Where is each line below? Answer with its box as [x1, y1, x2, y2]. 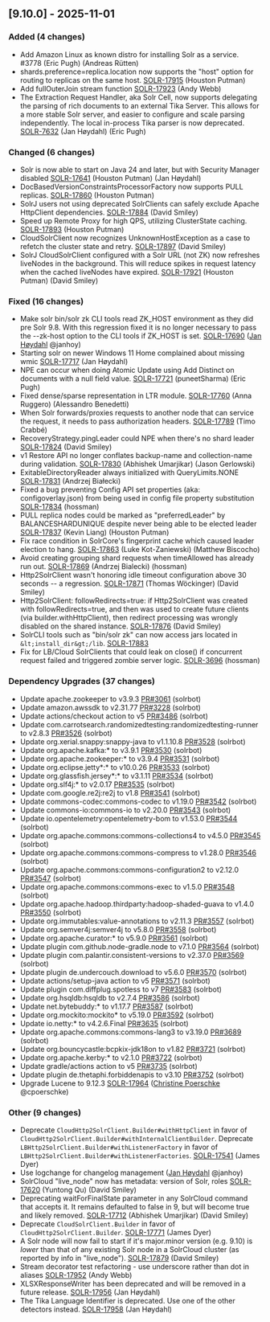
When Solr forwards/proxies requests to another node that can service [19, 408, 255, 418]
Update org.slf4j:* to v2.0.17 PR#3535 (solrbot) [19, 780, 175, 789]
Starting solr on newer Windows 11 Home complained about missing [19, 348, 245, 358]
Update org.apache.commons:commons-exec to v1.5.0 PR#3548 [19, 882, 235, 891]
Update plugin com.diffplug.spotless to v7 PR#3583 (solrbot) [19, 984, 223, 994]
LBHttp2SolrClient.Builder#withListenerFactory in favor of [19, 1142, 219, 1152]
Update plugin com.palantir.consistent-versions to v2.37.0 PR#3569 [19, 950, 244, 960]
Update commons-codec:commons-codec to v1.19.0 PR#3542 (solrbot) [19, 796, 257, 806]
